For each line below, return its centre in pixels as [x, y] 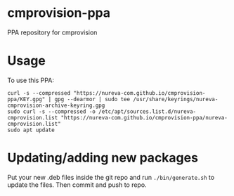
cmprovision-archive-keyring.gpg [56, 105]
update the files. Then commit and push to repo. [77, 185]
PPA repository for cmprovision [52, 32]
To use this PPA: [31, 80]
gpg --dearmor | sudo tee [92, 99]
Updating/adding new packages [103, 158]
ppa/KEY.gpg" [26, 99]
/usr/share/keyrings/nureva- [176, 99]
